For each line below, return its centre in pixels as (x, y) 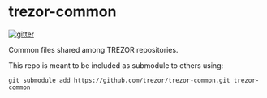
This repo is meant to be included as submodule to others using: (116, 65)
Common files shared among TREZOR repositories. (93, 49)
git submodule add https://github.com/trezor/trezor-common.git (119, 80)
